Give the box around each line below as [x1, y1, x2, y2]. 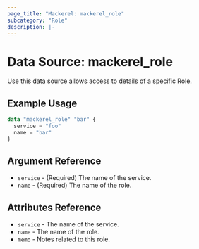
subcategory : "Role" [7, 17, 68, 24]
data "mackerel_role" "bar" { [7, 116, 97, 123]
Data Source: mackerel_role [7, 53, 174, 70]
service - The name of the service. [17, 220, 120, 229]
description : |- [7, 23, 55, 30]
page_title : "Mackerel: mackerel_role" [7, 10, 125, 18]
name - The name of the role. [17, 228, 100, 236]
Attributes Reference [7, 201, 102, 213]
